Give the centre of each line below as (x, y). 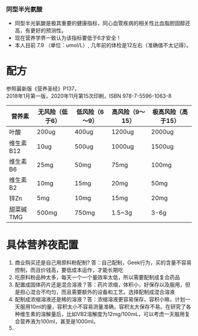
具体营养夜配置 (42, 245)
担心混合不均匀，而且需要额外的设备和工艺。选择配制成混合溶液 (97, 292)
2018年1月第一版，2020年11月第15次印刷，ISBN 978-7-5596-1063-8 (89, 96)
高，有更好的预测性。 (40, 31)
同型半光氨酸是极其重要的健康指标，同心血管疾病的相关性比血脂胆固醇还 (102, 23)
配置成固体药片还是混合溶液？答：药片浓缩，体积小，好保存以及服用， (100, 285)
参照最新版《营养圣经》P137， (43, 89)
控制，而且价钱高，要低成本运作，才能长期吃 (69, 270)
